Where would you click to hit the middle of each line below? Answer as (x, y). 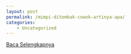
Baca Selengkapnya (30, 45)
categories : (21, 22)
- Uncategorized (37, 28)
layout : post (22, 11)
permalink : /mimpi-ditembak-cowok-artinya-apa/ (66, 17)
